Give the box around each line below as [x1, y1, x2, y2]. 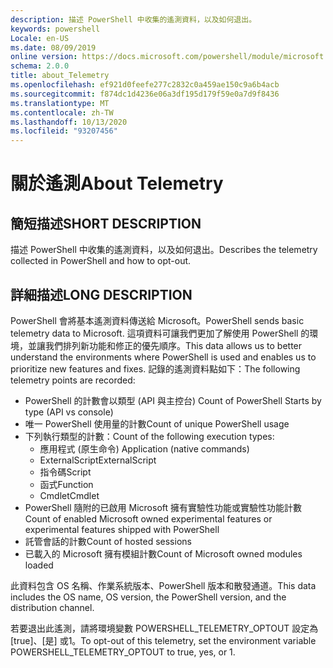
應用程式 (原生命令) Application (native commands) [39, 442, 250, 455]
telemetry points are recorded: [10, 374, 136, 386]
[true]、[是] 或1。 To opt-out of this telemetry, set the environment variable [10, 634, 317, 646]
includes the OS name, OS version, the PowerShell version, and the [10, 591, 287, 603]
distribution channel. [10, 601, 95, 613]
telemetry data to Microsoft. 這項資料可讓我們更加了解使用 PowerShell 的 [10, 327, 310, 339]
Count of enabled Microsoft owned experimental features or [24, 512, 273, 525]
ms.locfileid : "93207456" [10, 126, 118, 136]
